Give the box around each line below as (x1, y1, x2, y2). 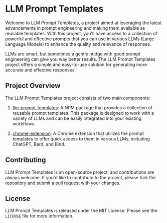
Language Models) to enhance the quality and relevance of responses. (5, 41, 151, 47)
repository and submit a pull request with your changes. (5, 180, 121, 186)
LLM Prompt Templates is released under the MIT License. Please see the (5, 207, 157, 214)
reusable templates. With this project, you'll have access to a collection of (5, 30, 157, 36)
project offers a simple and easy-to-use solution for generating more (5, 61, 147, 67)
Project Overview (5, 82, 61, 90)
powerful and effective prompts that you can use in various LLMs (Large (5, 36, 154, 42)
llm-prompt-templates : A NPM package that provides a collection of (12, 104, 153, 111)
